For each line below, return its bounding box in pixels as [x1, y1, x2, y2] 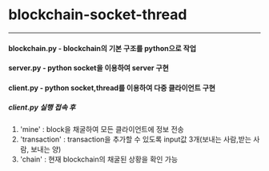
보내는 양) [30, 144, 62, 153]
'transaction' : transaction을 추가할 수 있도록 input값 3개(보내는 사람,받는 [19, 134, 252, 144]
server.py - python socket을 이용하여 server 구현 [8, 63, 170, 73]
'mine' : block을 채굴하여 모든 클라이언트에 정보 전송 [19, 124, 184, 133]
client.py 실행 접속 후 [8, 102, 76, 113]
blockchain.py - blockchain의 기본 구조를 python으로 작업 [8, 43, 197, 53]
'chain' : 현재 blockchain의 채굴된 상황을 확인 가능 [19, 154, 179, 164]
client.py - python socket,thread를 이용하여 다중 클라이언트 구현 [8, 82, 216, 93]
